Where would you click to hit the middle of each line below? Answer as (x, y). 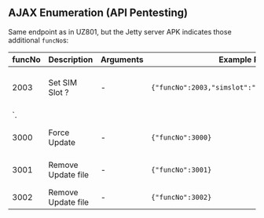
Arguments (122, 60)
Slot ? (59, 92)
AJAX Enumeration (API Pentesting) (98, 13)
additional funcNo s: (38, 40)
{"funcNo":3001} (181, 169)
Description (71, 60)
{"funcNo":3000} (181, 137)
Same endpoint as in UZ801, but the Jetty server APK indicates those (120, 31)
